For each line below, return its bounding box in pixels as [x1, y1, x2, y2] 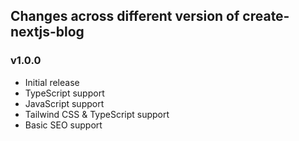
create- [242, 8, 290, 25]
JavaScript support [24, 97, 105, 109]
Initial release [24, 76, 80, 88]
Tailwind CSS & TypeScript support [24, 108, 170, 120]
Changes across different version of [10, 8, 240, 25]
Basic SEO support [24, 119, 103, 131]
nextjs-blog [10, 24, 85, 41]
